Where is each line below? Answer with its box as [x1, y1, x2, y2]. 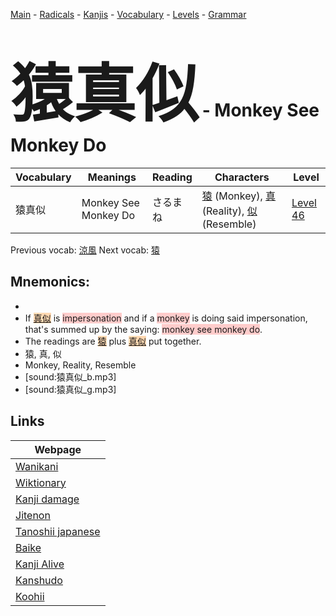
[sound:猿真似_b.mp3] [24, 370, 117, 383]
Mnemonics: [10, 274, 91, 291]
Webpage [34, 442, 82, 456]
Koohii [15, 589, 45, 603]
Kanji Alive [15, 557, 65, 571]
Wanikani [15, 459, 59, 473]
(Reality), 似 [201, 204, 258, 218]
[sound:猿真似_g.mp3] [24, 383, 117, 395]
